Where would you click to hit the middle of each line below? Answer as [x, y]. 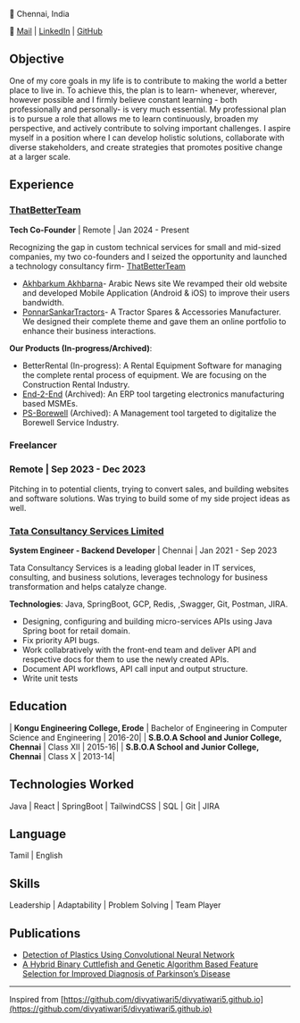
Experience [42, 184]
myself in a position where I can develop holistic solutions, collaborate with [147, 138]
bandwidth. [43, 302]
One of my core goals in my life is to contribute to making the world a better [148, 80]
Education [38, 706]
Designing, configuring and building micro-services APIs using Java [147, 622]
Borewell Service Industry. [71, 422]
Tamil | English [36, 855]
